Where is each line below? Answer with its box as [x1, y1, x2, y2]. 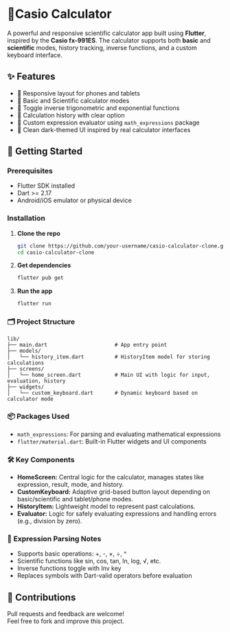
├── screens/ [7, 365, 45, 372]
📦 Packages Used [7, 412, 70, 422]
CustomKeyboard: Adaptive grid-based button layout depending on [16, 488, 211, 496]
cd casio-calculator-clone [16, 249, 95, 256]
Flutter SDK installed [16, 182, 76, 190]
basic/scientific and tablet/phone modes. [16, 495, 134, 503]
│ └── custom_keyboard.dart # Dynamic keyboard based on [7, 389, 198, 396]
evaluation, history [7, 378, 67, 384]
